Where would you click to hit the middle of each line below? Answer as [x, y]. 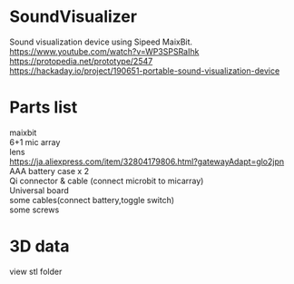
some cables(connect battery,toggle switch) [92, 200]
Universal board [39, 190]
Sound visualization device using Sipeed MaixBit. [101, 42]
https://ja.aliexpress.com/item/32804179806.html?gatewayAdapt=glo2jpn [147, 162]
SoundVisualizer [73, 17]
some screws [34, 210]
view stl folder [36, 271]
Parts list [44, 108]
